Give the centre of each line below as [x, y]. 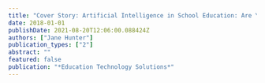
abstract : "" [30, 52]
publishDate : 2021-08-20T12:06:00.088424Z [79, 30]
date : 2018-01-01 [37, 23]
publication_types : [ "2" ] [50, 45]
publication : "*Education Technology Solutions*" [91, 67]
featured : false [35, 60]
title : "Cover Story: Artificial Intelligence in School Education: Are [130, 15]
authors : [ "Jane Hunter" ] [50, 38]
